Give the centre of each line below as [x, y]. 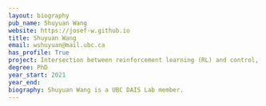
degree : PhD [28, 68]
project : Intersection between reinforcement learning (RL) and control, [134, 61]
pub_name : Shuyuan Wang [48, 23]
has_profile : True [39, 53]
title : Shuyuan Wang [43, 38]
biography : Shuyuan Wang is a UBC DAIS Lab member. [96, 90]
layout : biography [39, 16]
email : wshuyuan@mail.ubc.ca [57, 45]
